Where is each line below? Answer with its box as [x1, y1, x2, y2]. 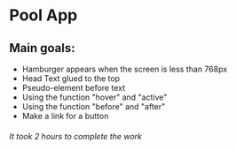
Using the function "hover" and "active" [21, 92, 168, 102]
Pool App [9, 5, 78, 26]
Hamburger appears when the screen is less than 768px [21, 64, 228, 74]
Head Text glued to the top [21, 73, 121, 84]
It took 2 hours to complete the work [9, 131, 143, 141]
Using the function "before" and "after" [21, 101, 166, 111]
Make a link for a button [21, 111, 109, 121]
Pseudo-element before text [21, 83, 126, 93]
